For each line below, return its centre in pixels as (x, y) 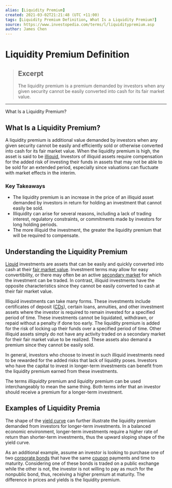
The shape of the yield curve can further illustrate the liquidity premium (80, 420)
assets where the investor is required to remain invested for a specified (80, 312)
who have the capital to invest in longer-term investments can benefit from (84, 366)
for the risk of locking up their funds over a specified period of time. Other (83, 329)
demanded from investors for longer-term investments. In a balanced (78, 426)
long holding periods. (35, 224)
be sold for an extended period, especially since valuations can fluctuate (82, 167)
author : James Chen (26, 29)
